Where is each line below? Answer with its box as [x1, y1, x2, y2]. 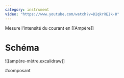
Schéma [5, 42, 39, 53]
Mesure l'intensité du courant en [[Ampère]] [5, 25, 94, 31]
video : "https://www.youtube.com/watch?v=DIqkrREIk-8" [5, 12, 120, 17]
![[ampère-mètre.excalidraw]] [5, 58, 65, 64]
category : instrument [5, 7, 50, 12]
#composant [5, 68, 31, 74]
